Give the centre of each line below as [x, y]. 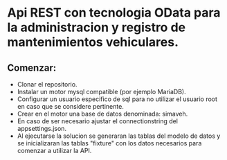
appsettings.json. [42, 128]
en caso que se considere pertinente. [71, 106]
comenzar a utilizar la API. [54, 151]
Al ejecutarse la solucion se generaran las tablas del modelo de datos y [119, 136]
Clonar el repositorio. [47, 84]
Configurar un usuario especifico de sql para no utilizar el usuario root [117, 99]
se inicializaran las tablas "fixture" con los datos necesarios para [109, 143]
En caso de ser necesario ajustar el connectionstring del [98, 121]
